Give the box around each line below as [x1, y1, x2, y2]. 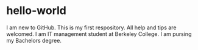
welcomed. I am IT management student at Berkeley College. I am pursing [6, 30, 192, 37]
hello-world [6, 4, 67, 18]
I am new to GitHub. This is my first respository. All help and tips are [6, 24, 177, 31]
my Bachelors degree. [6, 37, 62, 44]
